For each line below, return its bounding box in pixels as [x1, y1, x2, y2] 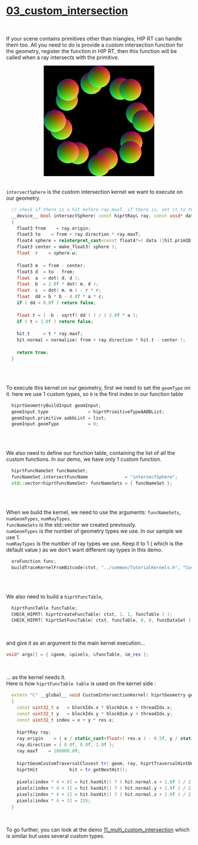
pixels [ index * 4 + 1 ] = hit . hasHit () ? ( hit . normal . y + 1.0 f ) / [16, 785, 186, 791]
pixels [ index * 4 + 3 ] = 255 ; [16, 798, 91, 804]
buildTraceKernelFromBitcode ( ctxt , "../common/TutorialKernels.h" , [11, 565, 181, 570]
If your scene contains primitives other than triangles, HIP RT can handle [6, 35, 182, 42]
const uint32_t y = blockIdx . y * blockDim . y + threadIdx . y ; [16, 711, 173, 717]
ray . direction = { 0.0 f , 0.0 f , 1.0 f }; [16, 742, 115, 748]
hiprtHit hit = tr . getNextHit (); [16, 767, 128, 773]
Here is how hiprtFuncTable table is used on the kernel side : [6, 680, 156, 687]
